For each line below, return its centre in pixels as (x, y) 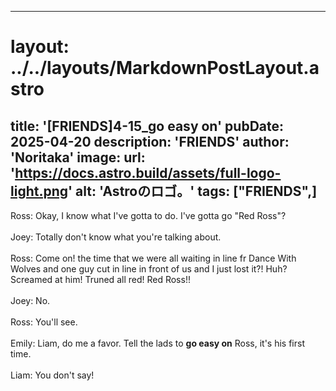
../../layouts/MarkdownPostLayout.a (165, 68)
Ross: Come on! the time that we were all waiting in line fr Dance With (153, 258)
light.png (39, 191)
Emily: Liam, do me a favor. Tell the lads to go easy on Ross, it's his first (157, 343)
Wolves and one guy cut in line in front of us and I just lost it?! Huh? (149, 269)
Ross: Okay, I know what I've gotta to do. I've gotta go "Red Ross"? (148, 215)
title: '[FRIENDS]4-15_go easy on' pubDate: (147, 126)
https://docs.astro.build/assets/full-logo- (148, 172)
